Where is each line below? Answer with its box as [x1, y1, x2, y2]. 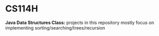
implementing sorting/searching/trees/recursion [5, 24, 105, 30]
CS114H [5, 3, 38, 14]
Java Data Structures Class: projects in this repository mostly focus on [5, 19, 154, 25]
